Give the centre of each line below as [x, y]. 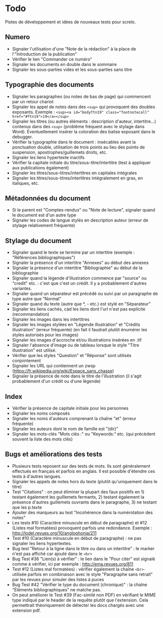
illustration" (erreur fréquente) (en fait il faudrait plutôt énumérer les [80, 330]
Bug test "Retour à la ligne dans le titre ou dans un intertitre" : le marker [83, 548]
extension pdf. [26, 610]
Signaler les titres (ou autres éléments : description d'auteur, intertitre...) [84, 121]
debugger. [22, 137]
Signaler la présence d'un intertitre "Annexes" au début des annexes [80, 263]
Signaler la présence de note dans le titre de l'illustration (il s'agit [77, 376]
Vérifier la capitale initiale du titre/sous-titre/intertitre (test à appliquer [81, 163]
